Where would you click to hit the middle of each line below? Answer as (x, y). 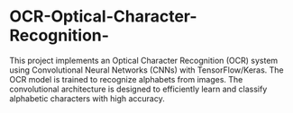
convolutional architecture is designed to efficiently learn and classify (138, 89)
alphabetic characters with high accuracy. (87, 98)
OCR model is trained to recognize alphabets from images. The (126, 79)
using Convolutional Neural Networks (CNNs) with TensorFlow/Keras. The (146, 70)
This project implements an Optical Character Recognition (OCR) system (144, 60)
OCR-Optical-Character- (103, 17)
